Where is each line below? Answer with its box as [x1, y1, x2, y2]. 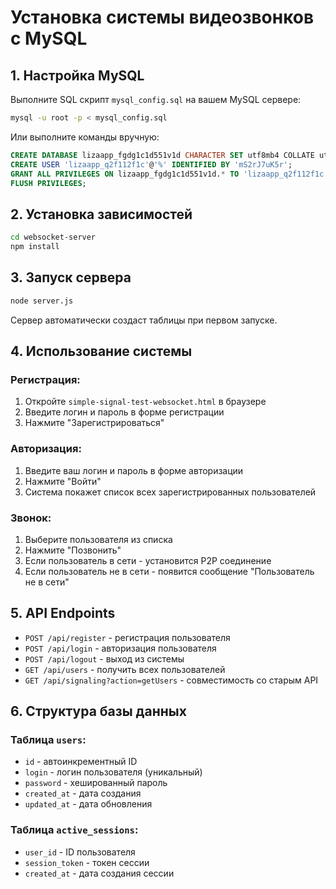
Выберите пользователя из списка [24, 533, 173, 545]
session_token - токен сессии [24, 856, 150, 868]
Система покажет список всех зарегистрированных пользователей [24, 486, 317, 498]
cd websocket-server [10, 232, 97, 243]
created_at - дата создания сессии [24, 867, 175, 879]
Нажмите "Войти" [24, 475, 102, 487]
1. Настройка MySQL [10, 67, 145, 84]
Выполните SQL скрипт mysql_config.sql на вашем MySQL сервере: [10, 94, 302, 105]
